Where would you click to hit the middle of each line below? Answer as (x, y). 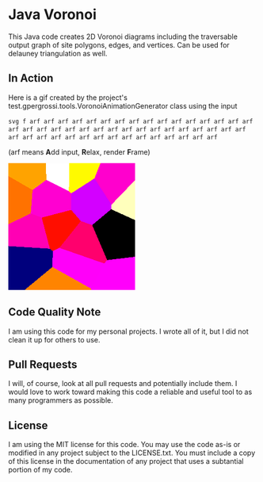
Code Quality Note (55, 312)
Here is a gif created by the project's (68, 98)
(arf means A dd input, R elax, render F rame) (79, 151)
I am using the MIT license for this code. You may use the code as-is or (124, 445)
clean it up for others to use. (54, 339)
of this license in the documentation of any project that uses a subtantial (126, 461)
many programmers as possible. (61, 400)
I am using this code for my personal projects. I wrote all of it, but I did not (129, 331)
